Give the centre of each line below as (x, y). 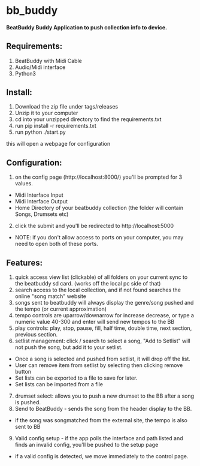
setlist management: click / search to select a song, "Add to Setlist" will (102, 341)
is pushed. (28, 402)
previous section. (36, 335)
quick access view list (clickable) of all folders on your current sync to (101, 277)
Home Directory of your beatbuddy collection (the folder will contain (99, 208)
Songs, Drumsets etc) (42, 214)
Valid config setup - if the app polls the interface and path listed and (99, 438)
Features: (25, 262)
